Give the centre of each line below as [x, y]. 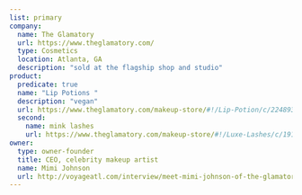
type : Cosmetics [48, 51]
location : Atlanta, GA [60, 59]
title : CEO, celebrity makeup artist [88, 160]
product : [26, 76]
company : [26, 26]
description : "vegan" [58, 101]
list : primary [36, 18]
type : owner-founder [56, 151]
